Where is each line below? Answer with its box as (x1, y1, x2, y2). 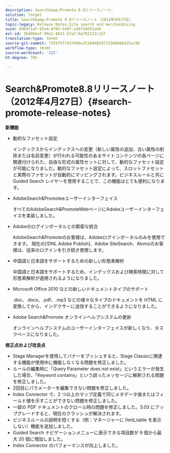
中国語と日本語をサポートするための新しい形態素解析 (12, 258, 125, 264)
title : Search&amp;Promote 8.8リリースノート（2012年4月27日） (5, 17, 133, 22)
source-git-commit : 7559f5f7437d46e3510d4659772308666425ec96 (5, 41, 140, 46)
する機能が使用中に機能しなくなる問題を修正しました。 (12, 360, 129, 366)
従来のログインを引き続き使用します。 (26, 247, 106, 253)
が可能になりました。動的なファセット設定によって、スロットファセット (12, 165, 164, 172)
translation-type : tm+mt (5, 36, 58, 41)
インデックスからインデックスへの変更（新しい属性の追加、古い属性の (12, 146, 160, 152)
